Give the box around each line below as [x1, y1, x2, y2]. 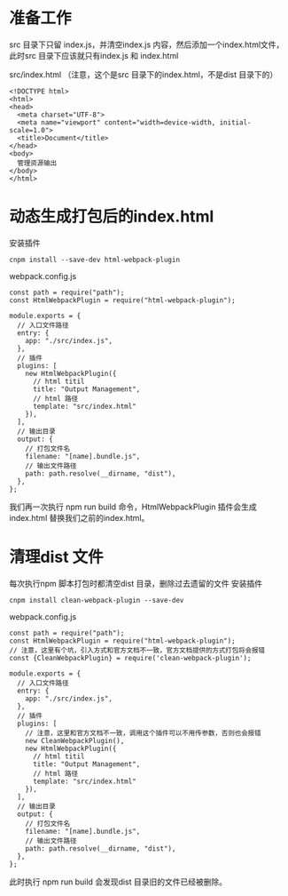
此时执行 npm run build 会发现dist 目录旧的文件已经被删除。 [9, 876, 228, 887]
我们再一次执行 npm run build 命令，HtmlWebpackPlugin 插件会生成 [9, 501, 257, 512]
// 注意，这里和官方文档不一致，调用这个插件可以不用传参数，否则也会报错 [25, 728, 261, 738]
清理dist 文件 [9, 548, 104, 567]
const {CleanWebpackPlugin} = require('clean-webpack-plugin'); [9, 653, 252, 662]
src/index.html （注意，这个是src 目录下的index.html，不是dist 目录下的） [9, 68, 278, 80]
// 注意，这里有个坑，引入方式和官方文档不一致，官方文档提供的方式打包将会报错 [9, 645, 266, 654]
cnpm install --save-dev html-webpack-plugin [9, 255, 180, 264]
